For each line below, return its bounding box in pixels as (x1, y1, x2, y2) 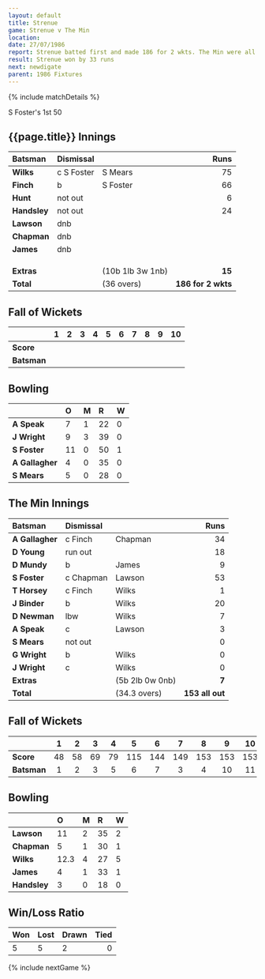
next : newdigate (8, 63, 62, 71)
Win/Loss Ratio (8, 906, 85, 919)
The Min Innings (8, 497, 89, 510)
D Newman (12, 610, 54, 621)
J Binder (12, 597, 45, 608)
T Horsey (12, 585, 48, 596)
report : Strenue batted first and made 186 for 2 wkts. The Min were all (8, 48, 256, 56)
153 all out (184, 687, 226, 698)
